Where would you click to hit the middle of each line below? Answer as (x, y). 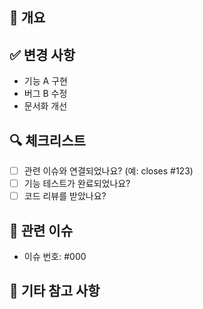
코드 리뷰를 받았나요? (65, 196)
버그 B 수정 (45, 94)
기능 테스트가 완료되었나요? (77, 184)
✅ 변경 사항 (42, 54)
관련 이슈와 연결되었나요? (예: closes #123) (108, 171)
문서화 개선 (45, 106)
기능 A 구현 (45, 81)
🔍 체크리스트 (47, 140)
